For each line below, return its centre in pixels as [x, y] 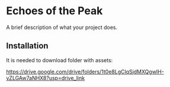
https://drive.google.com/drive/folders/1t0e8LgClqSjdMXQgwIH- [85, 72]
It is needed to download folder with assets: [60, 60]
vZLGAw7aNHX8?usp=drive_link [45, 78]
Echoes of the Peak [54, 11]
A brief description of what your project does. [62, 27]
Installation [27, 46]
